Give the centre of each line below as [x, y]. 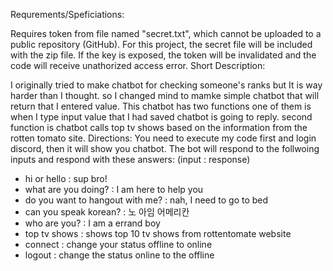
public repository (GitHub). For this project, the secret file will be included [161, 44]
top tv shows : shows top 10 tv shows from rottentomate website [158, 233]
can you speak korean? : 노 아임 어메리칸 [107, 212]
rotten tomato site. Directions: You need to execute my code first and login [163, 138]
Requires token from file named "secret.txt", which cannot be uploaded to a [166, 33]
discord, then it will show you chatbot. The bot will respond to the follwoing [165, 148]
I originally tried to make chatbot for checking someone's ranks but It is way [166, 85]
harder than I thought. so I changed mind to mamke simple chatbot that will [165, 95]
